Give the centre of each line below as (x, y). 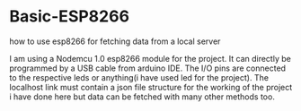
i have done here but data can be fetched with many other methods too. (142, 97)
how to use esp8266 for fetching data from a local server (115, 41)
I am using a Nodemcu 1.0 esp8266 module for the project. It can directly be (150, 58)
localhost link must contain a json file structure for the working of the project (151, 87)
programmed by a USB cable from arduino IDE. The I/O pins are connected (147, 68)
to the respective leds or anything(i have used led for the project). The (139, 77)
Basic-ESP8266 (70, 17)
